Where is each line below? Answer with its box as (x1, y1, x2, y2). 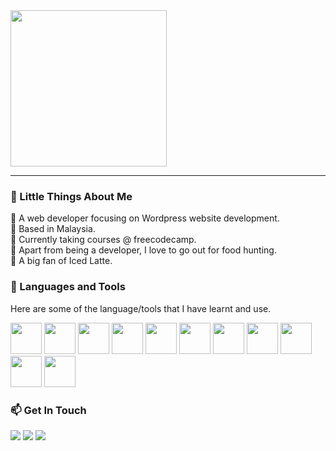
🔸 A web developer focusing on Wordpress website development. (10, 212, 280, 224)
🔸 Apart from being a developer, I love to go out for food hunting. (10, 244, 277, 256)
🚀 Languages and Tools (10, 280, 126, 294)
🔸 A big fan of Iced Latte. (10, 255, 113, 267)
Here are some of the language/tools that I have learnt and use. (10, 302, 272, 314)
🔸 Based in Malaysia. (10, 223, 96, 235)
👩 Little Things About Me (10, 189, 133, 203)
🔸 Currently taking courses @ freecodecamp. (10, 234, 197, 246)
